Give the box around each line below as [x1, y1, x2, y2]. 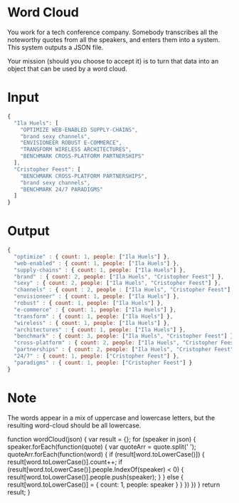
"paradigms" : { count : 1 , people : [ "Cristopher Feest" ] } [14, 359, 193, 366]
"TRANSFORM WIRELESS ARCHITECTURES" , [20, 146, 132, 153]
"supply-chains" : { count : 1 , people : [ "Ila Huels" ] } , [14, 266, 186, 274]
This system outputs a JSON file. [7, 43, 104, 51]
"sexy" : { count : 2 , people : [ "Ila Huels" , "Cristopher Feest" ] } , [14, 279, 221, 287]
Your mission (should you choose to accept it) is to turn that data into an [7, 56, 219, 65]
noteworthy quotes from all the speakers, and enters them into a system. [7, 35, 221, 43]
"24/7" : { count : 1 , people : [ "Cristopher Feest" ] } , [14, 353, 180, 360]
